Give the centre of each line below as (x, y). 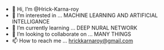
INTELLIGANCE (31, 21)
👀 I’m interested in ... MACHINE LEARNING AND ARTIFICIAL (85, 15)
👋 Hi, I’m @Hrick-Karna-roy (45, 9)
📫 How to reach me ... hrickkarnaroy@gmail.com (72, 41)
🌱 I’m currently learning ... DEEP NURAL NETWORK (75, 28)
